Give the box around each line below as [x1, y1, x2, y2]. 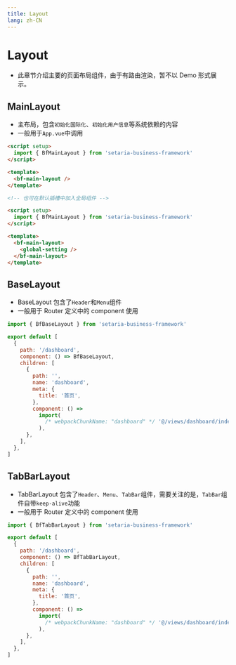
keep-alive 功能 [36, 499, 81, 507]
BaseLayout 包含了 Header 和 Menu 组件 [17, 298, 122, 306]
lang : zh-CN [7, 17, 42, 24]
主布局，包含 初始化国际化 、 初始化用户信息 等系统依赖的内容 [17, 120, 178, 129]
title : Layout [7, 10, 49, 18]
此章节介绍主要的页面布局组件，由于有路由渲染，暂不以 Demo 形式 [17, 71, 211, 79]
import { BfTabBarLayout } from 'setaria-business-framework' [7, 521, 193, 529]
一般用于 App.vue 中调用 [17, 129, 83, 138]
